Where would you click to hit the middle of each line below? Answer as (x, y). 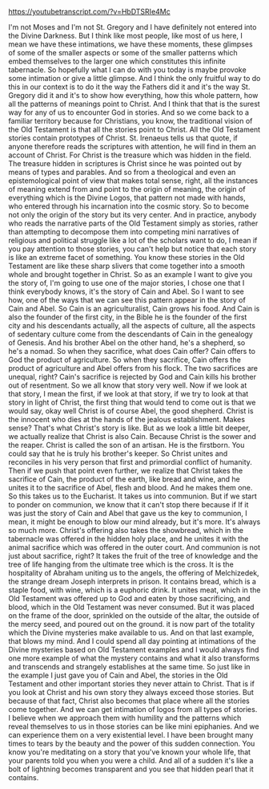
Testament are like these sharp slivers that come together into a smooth (127, 266)
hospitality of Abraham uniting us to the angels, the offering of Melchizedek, (134, 573)
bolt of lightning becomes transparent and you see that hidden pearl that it (131, 769)
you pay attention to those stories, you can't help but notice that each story (132, 249)
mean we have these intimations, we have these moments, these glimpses (131, 44)
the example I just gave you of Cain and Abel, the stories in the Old (118, 675)
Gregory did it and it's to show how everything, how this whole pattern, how (133, 95)
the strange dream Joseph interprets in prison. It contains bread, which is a (132, 582)
